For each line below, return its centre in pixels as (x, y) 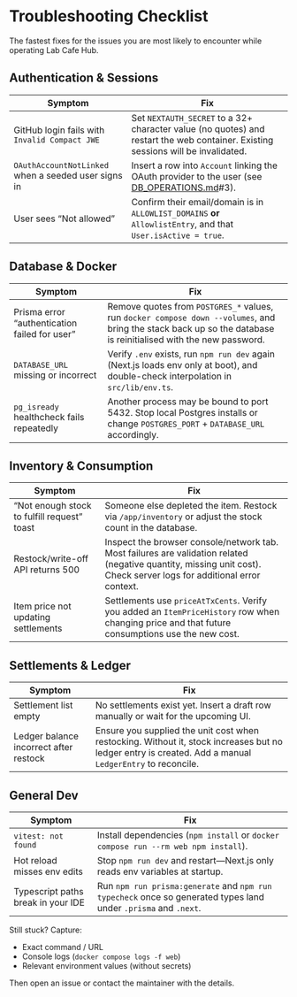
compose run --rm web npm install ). (172, 846)
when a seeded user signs (68, 175)
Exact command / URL (63, 947)
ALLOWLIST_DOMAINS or (175, 212)
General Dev (44, 795)
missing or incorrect (55, 375)
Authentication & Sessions (84, 78)
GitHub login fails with (59, 130)
